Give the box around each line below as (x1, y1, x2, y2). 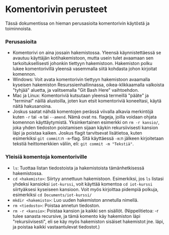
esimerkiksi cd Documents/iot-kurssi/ (12, 192, 92, 198)
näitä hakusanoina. (12, 103, 52, 109)
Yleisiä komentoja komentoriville (5, 153, 87, 160)
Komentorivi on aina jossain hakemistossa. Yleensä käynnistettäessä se (12, 49, 161, 56)
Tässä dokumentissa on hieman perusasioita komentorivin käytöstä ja (5, 20, 150, 26)
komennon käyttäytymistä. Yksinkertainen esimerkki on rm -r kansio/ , (12, 120, 160, 126)
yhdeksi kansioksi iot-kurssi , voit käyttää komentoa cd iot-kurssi (12, 181, 153, 187)
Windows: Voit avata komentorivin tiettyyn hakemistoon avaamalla (12, 77, 150, 83)
